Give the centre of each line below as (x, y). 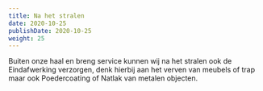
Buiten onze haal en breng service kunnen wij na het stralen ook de (120, 61)
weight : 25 (27, 38)
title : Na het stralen (46, 16)
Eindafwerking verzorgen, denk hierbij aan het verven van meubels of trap (132, 70)
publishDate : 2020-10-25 (50, 31)
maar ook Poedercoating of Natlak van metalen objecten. (103, 78)
